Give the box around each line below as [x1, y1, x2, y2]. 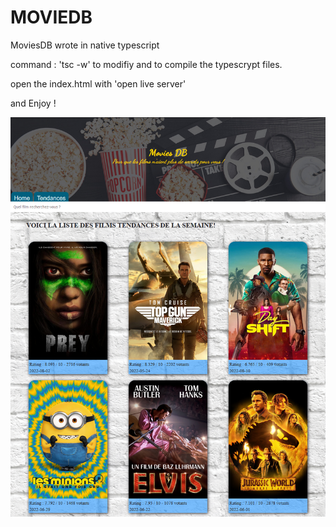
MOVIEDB [10, 6, 93, 29]
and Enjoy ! [10, 97, 57, 109]
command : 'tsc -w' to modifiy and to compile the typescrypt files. [10, 58, 283, 70]
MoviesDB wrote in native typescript [10, 39, 160, 51]
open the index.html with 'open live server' [10, 77, 187, 90]
